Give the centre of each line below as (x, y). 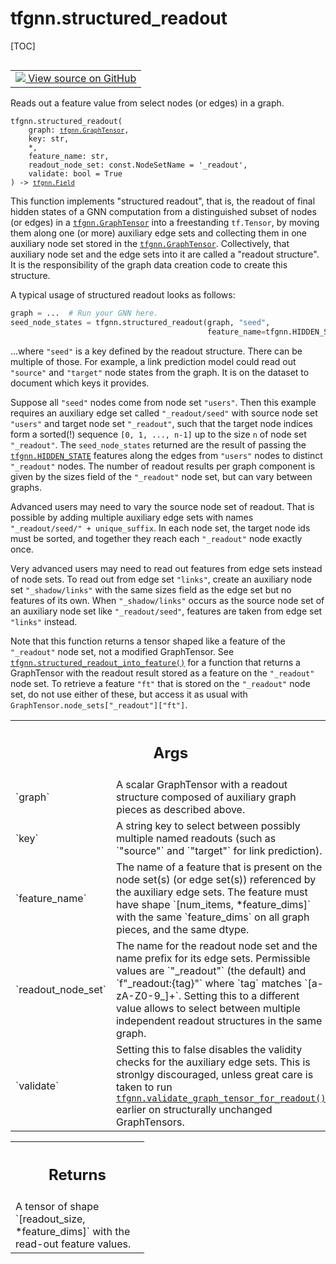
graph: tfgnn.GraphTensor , (79, 130)
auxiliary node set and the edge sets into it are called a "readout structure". (165, 254)
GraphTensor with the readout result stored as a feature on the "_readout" (162, 673)
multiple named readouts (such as (196, 839)
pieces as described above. (180, 810)
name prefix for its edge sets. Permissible (213, 959)
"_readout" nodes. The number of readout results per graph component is (163, 466)
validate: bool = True (75, 173)
